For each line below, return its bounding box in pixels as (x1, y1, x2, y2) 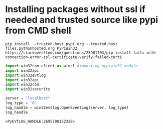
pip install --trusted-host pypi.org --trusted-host (5, 41, 118, 46)
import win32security (5, 87, 51, 92)
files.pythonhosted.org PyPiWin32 (5, 46, 78, 51)
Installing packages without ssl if (5, 4, 145, 15)
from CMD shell (5, 25, 71, 36)
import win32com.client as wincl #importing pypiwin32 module (5, 63, 138, 68)
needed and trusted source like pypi (5, 14, 158, 26)
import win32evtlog (5, 73, 46, 78)
